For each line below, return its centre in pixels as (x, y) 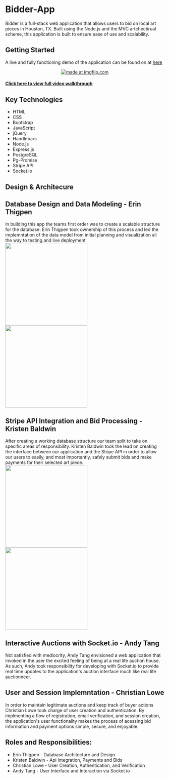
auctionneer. (18, 677)
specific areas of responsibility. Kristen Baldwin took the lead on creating (81, 446)
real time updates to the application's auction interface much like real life (81, 671)
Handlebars (24, 139)
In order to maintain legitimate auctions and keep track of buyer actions (79, 705)
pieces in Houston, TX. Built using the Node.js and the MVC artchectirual (81, 28)
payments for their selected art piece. (44, 462)
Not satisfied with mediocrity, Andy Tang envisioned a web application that (83, 655)
